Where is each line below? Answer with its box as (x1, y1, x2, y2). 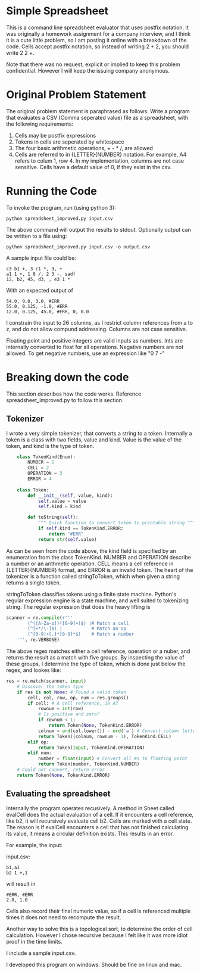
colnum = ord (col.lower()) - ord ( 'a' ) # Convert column (37, 728, 180, 734)
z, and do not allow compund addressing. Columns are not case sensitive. (6, 325, 187, 332)
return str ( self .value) (37, 536, 97, 543)
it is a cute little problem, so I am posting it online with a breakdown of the (6, 36, 187, 43)
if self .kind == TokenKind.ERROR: (37, 525, 124, 531)
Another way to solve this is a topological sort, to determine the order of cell (6, 925, 193, 932)
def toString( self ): (27, 514, 79, 521)
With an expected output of (6, 287, 73, 294)
